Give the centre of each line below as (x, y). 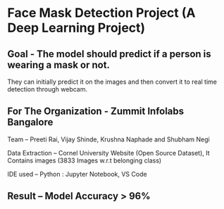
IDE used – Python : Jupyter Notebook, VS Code (77, 174)
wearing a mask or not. (59, 65)
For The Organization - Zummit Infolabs (96, 112)
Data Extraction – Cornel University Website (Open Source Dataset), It (108, 153)
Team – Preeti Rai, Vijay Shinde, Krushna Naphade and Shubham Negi (108, 139)
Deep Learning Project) (76, 28)
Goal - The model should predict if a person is (109, 54)
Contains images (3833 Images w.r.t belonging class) (85, 160)
